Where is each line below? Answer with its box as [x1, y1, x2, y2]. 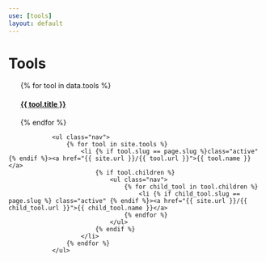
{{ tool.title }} [19, 99, 66, 109]
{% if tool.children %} [95, 168, 175, 176]
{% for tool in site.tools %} [65, 140, 168, 148]
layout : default [8, 19, 63, 27]
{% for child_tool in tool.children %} [124, 183, 259, 191]
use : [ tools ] [8, 11, 53, 20]
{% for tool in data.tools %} [19, 81, 112, 91]
